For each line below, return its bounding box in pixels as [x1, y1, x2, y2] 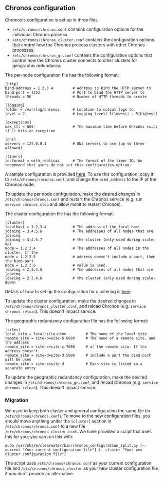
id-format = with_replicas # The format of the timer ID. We [5, 158, 143, 163]
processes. [12, 47, 35, 53]
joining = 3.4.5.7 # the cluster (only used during [5, 237, 140, 242]
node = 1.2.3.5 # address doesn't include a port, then [5, 254, 156, 259]
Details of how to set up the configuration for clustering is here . [5, 288, 132, 294]
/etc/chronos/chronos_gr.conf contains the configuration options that [12, 52, 152, 58]
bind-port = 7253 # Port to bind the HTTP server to [5, 90, 145, 95]
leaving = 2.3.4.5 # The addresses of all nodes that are [5, 267, 153, 272]
